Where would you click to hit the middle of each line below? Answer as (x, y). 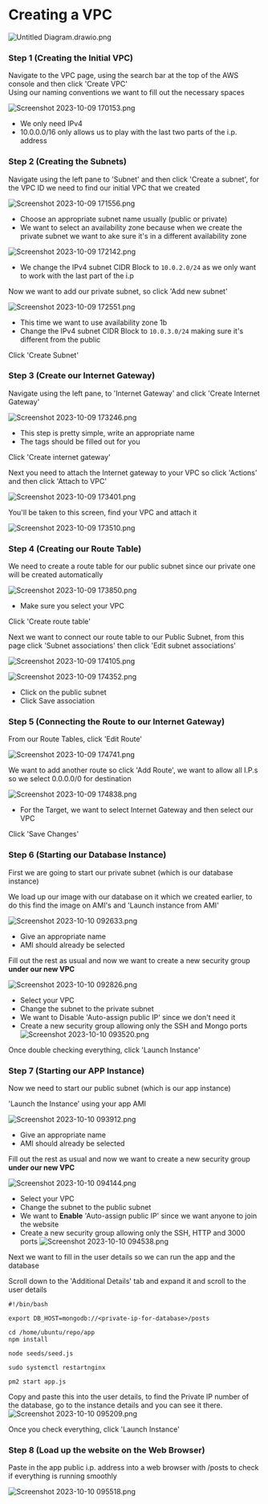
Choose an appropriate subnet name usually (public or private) (124, 219)
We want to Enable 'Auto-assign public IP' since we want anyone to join (138, 1216)
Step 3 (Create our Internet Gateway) (82, 375)
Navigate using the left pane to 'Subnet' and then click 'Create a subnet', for (134, 179)
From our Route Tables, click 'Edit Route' (75, 739)
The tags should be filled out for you (80, 441)
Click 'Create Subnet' (43, 354)
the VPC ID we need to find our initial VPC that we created (104, 187)
